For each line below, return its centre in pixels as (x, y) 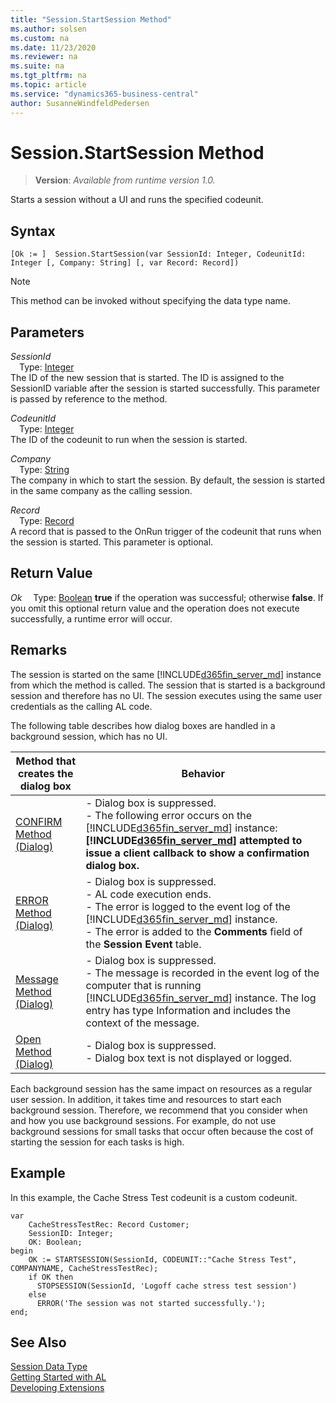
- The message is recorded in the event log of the (202, 973)
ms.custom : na (40, 38)
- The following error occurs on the (168, 815)
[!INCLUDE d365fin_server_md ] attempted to (194, 840)
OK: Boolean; (55, 1242)
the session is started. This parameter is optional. (112, 542)
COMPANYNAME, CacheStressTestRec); (84, 1268)
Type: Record (47, 521)
